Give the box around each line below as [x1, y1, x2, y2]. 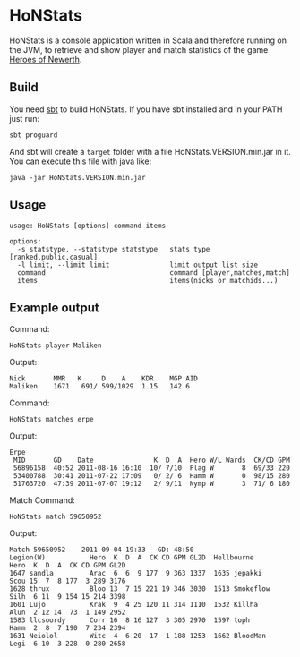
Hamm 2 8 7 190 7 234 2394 [9, 624, 126, 633]
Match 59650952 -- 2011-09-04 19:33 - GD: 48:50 [9, 545, 194, 555]
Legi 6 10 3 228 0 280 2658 [9, 639, 126, 649]
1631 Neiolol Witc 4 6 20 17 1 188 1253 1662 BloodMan [9, 632, 267, 641]
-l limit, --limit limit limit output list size [17, 260, 258, 269]
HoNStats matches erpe [9, 415, 94, 424]
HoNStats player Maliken [9, 341, 102, 350]
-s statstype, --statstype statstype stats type [17, 244, 210, 253]
